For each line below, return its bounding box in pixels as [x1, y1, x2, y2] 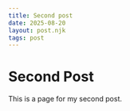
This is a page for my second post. [8, 94, 122, 104]
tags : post [8, 33, 45, 42]
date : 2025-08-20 [8, 19, 66, 27]
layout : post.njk [8, 26, 66, 34]
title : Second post [8, 11, 73, 20]
